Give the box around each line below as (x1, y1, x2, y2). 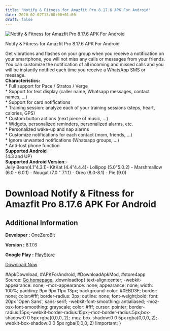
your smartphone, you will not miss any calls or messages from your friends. (5, 56, 165, 62)
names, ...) (5, 94, 28, 100)
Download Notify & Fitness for (5, 187, 134, 199)
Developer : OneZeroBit (5, 232, 55, 238)
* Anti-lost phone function (5, 143, 60, 149)
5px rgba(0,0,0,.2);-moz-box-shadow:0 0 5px (31, 315, 126, 321)
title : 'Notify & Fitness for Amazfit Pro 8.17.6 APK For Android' (5, 7, 151, 13)
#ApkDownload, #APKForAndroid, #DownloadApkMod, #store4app (5, 271, 146, 278)
